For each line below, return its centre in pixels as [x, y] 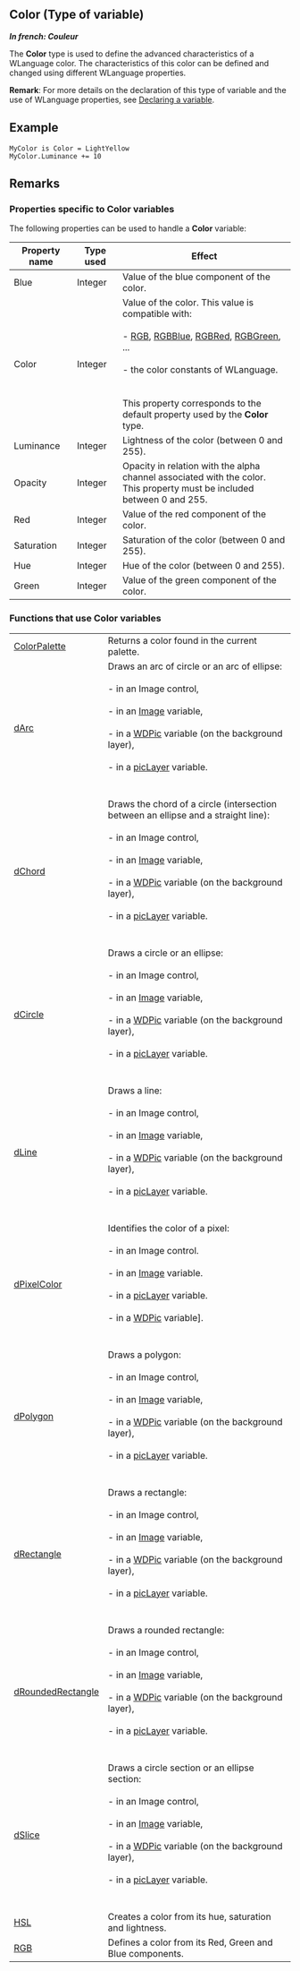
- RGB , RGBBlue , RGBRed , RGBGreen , [201, 337]
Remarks [35, 184]
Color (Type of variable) [77, 15]
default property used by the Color [195, 415]
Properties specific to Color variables [92, 209]
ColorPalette [40, 646]
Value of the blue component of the [196, 277]
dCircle [29, 1014]
